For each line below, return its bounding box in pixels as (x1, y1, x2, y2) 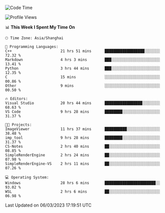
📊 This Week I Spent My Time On (5, 24, 75, 30)
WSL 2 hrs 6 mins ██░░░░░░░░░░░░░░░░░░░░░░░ (5, 189, 161, 194)
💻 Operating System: (5, 175, 49, 180)
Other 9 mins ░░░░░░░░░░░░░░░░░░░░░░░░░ (5, 83, 161, 88)
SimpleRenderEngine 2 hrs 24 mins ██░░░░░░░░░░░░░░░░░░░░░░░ (5, 153, 161, 158)
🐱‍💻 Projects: (5, 122, 32, 127)
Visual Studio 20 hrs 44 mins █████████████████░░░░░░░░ (5, 101, 161, 106)
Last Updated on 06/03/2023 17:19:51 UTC (5, 202, 92, 208)
